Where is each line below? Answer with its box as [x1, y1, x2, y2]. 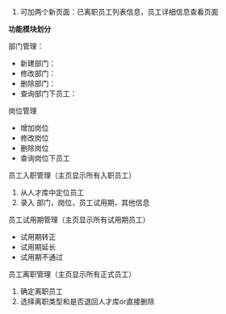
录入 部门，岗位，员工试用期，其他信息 [19, 198, 150, 207]
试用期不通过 [19, 253, 63, 262]
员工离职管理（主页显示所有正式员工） [8, 270, 136, 278]
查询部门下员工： [19, 89, 77, 98]
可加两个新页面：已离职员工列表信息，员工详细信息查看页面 [19, 7, 219, 16]
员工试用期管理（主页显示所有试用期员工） [8, 215, 150, 224]
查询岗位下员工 [19, 153, 70, 163]
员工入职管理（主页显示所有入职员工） [8, 170, 136, 180]
